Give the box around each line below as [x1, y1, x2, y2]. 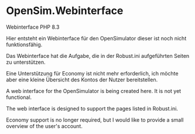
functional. [6, 94, 32, 101]
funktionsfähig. [6, 41, 43, 48]
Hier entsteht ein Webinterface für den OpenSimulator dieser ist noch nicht [6, 35, 187, 42]
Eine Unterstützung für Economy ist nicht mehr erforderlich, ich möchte [6, 70, 179, 77]
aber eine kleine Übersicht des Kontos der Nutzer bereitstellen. [6, 76, 158, 83]
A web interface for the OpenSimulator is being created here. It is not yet [6, 87, 182, 94]
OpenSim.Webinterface [6, 4, 124, 18]
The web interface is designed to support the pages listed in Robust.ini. [6, 105, 179, 112]
